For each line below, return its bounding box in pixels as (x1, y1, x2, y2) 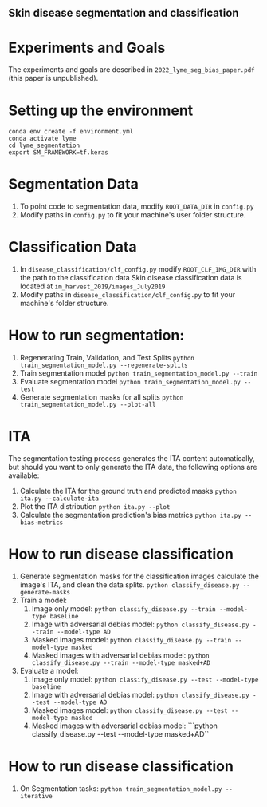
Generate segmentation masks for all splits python (19, 392, 184, 402)
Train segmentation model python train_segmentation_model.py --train (19, 368, 258, 378)
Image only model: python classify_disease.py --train (31, 603, 217, 614)
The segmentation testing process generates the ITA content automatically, (8, 454, 255, 463)
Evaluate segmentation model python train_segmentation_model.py (19, 377, 241, 387)
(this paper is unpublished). (8, 74, 99, 83)
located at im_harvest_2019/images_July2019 (19, 281, 166, 291)
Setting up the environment (8, 101, 194, 119)
